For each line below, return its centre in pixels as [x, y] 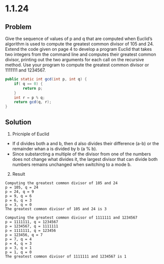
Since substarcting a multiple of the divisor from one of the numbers [82, 154]
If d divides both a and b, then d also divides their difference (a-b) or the [85, 143]
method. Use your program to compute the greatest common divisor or [77, 65]
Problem [18, 27]
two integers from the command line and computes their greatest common [81, 54]
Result [19, 174]
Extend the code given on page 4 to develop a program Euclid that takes [79, 49]
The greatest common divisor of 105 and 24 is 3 [56, 209]
